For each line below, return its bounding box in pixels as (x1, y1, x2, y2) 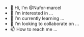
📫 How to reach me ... (10, 26, 58, 32)
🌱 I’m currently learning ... (10, 15, 65, 21)
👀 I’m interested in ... (10, 10, 53, 16)
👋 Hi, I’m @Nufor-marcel (10, 5, 62, 10)
